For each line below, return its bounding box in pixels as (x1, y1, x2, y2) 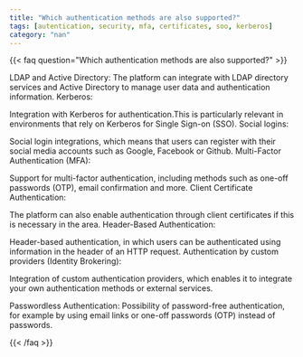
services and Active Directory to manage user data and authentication (9, 82, 270, 93)
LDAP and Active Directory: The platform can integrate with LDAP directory (9, 72, 289, 83)
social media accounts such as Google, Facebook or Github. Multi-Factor (9, 146, 282, 156)
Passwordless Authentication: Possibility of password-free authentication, (9, 300, 285, 312)
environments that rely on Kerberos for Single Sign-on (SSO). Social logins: (9, 118, 289, 129)
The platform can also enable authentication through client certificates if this (9, 210, 295, 221)
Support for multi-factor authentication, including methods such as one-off (9, 173, 289, 183)
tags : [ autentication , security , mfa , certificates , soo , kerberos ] (9, 22, 273, 31)
